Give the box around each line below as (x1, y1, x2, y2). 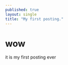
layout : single (5, 12, 37, 17)
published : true (5, 7, 39, 12)
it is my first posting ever (5, 54, 56, 60)
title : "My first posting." (5, 16, 64, 21)
